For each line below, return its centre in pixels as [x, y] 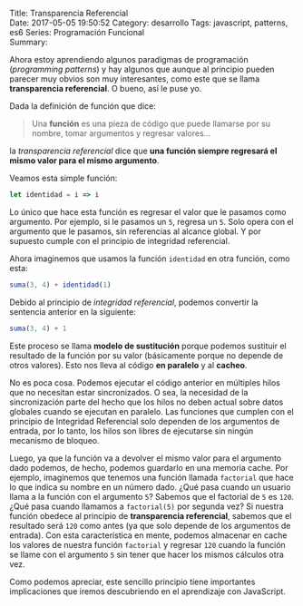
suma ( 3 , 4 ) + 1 [38, 328]
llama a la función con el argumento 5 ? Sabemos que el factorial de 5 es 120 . [152, 496]
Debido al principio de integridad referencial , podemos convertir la [134, 302]
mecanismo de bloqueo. [54, 440]
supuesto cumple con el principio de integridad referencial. [120, 240]
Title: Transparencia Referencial [69, 13]
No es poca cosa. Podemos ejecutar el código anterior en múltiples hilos [145, 382]
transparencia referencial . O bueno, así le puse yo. [106, 88]
